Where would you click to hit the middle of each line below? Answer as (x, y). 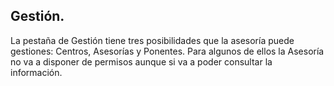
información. (36, 72)
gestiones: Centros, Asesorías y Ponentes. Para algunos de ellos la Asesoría (167, 51)
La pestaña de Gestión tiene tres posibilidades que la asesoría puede (152, 40)
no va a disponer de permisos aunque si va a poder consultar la (141, 61)
